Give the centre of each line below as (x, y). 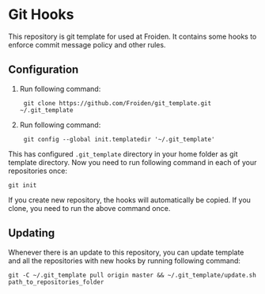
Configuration (44, 70)
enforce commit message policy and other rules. (87, 44)
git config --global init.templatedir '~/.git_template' (119, 139)
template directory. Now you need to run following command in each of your (132, 162)
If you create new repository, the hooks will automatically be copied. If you (130, 200)
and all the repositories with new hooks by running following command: (125, 260)
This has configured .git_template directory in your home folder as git (123, 154)
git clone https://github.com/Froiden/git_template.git (117, 103)
